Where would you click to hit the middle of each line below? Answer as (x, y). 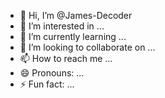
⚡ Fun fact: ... (47, 84)
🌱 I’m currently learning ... (73, 36)
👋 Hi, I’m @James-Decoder (76, 15)
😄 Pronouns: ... (52, 73)
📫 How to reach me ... (66, 58)
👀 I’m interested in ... (62, 26)
